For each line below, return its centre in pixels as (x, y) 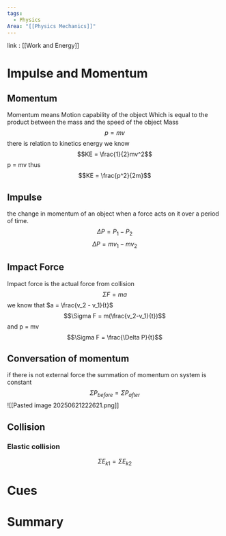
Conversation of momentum (68, 358)
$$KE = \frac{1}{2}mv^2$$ (115, 154)
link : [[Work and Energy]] (43, 46)
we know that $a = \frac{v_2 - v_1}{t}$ (60, 305)
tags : (15, 13)
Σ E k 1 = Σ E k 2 (115, 462)
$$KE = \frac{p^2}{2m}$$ (115, 176)
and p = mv (23, 327)
